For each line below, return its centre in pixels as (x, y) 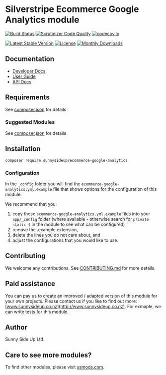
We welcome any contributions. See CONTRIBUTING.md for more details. (80, 268)
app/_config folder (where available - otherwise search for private (81, 219)
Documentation (30, 59)
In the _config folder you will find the (43, 184)
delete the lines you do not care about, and (56, 235)
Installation (23, 149)
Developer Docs (29, 71)
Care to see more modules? (48, 355)
